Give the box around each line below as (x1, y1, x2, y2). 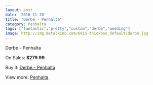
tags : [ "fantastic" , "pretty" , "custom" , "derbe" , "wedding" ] (5, 26, 130, 31)
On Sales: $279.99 (5, 55, 45, 61)
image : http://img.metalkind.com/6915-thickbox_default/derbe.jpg (5, 31, 148, 36)
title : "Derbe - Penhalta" (5, 17, 62, 22)
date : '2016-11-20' (5, 12, 47, 17)
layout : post (5, 7, 33, 13)
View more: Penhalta (5, 74, 49, 80)
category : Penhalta (5, 21, 47, 27)
